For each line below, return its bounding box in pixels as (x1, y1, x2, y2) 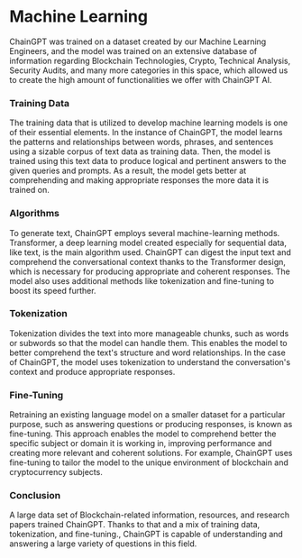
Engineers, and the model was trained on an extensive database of (9, 45, 258, 56)
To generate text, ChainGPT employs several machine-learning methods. (9, 227, 280, 238)
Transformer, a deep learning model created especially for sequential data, (9, 237, 287, 248)
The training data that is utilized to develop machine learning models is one (9, 117, 288, 128)
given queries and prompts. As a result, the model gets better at (9, 165, 247, 177)
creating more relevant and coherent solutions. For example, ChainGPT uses (9, 448, 293, 459)
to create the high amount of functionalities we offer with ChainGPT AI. (9, 74, 272, 85)
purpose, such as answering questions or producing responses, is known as (9, 419, 293, 430)
